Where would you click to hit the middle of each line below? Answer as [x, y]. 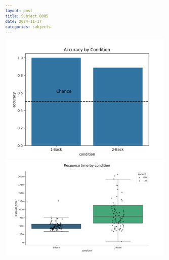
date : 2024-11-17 [24, 21]
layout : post [19, 11]
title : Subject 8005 [27, 16]
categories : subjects [28, 27]
